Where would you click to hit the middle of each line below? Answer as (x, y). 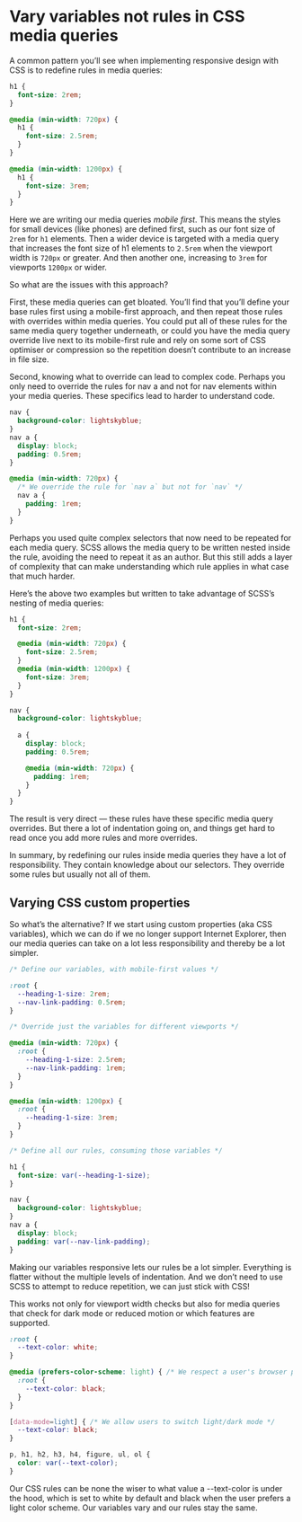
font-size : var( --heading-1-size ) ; (84, 1175)
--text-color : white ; (58, 1348)
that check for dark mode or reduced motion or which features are (132, 1313)
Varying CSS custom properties (100, 903)
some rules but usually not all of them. (80, 874)
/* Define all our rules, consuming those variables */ (116, 1150)
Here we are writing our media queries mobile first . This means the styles (145, 220)
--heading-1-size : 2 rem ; (64, 994)
